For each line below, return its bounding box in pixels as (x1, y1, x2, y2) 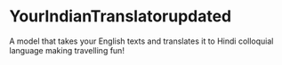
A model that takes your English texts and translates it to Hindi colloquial (9, 36, 274, 46)
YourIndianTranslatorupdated (9, 6, 232, 27)
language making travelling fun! (9, 45, 125, 55)
